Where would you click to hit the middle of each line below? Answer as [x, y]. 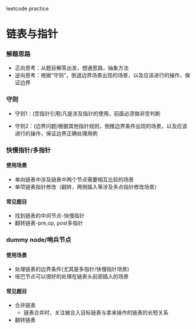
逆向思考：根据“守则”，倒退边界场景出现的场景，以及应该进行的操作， [100, 75]
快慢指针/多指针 [29, 150]
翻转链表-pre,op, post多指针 [49, 223]
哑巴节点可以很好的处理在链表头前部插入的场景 [71, 277]
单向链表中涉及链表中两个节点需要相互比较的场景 [74, 179]
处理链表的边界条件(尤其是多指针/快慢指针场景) [72, 269]
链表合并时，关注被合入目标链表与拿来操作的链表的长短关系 [96, 312]
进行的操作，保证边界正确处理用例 [56, 133]
